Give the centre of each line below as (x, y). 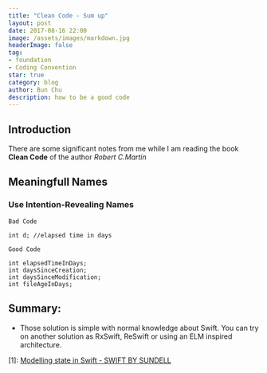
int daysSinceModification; (55, 277)
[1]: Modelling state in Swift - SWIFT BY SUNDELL (90, 360)
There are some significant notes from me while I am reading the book (124, 149)
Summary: (35, 309)
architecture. (41, 344)
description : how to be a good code (69, 97)
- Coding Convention (43, 68)
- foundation (30, 61)
